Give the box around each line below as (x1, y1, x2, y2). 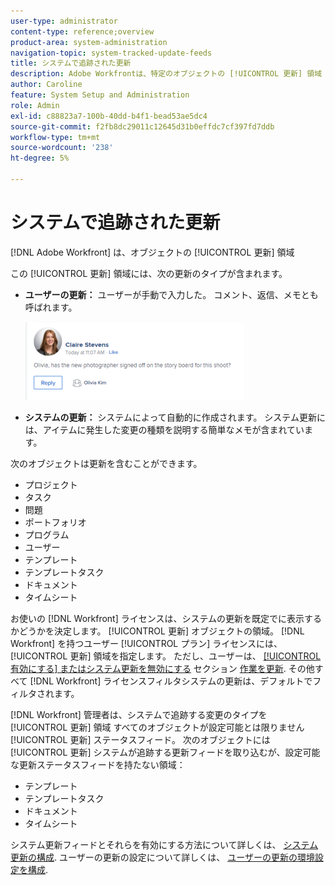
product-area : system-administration (10, 37, 168, 47)
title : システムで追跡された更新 (10, 58, 132, 69)
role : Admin (10, 100, 60, 110)
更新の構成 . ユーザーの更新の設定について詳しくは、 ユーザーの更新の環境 (10, 851, 315, 863)
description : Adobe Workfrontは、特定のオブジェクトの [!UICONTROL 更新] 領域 (10, 69, 323, 79)
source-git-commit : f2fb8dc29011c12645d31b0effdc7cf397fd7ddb (10, 121, 275, 132)
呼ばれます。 (24, 301, 78, 313)
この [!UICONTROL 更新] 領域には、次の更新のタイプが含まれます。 (10, 267, 288, 279)
